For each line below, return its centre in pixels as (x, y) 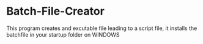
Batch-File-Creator (56, 11)
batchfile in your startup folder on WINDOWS (63, 34)
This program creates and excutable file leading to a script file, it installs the (102, 28)
